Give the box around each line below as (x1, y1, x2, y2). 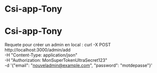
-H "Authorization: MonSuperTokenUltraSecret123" (4, 57, 107, 63)
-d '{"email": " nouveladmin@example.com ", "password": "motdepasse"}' (4, 62, 153, 69)
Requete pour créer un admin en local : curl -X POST (4, 42, 111, 48)
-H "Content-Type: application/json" (4, 52, 78, 58)
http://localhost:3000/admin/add (4, 47, 71, 53)
